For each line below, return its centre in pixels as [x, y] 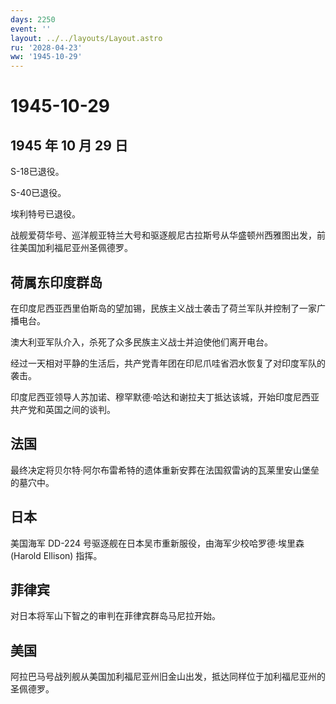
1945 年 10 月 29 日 [69, 145]
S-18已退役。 [37, 172]
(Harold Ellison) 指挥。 [56, 555]
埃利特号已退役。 [45, 214]
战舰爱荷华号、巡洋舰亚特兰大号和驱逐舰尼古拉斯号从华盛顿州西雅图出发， [163, 235]
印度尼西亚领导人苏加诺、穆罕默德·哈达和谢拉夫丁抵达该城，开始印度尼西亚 [165, 397]
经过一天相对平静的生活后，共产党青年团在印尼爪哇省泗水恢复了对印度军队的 [168, 363]
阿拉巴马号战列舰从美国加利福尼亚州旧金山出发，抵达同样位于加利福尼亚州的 [168, 677]
